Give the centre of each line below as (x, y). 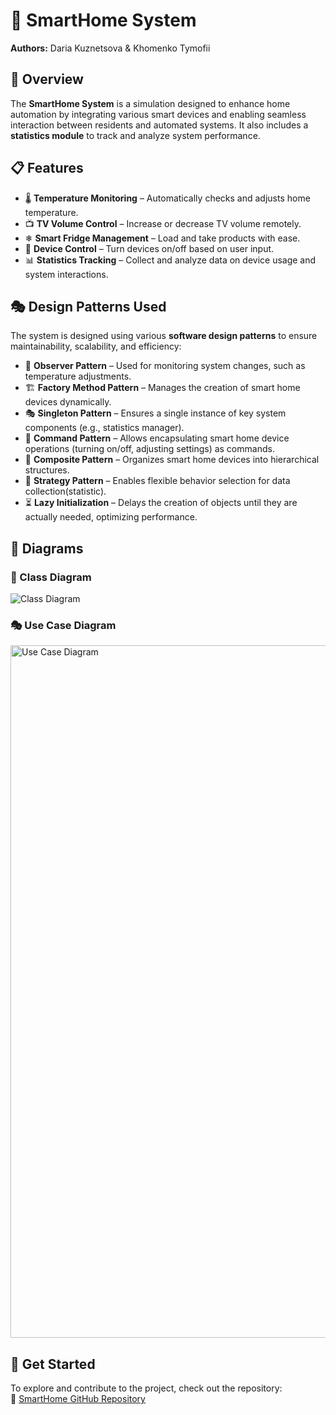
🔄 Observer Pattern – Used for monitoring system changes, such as (165, 366)
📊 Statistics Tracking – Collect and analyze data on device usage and (170, 260)
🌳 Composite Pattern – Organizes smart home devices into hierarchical (172, 460)
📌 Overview (47, 79)
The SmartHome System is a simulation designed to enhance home (150, 103)
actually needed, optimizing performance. (111, 517)
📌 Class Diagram (51, 577)
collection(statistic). (65, 491)
